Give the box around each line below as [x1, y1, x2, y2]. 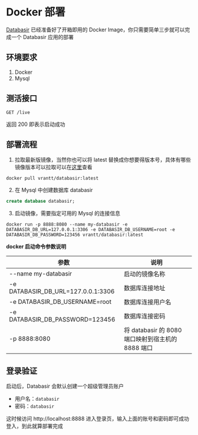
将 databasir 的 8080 [123, 326, 182, 335]
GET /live [6, 109, 31, 115]
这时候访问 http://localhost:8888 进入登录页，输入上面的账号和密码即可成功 [6, 415, 190, 423]
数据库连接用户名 [123, 298, 171, 306]
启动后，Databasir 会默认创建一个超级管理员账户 [6, 382, 124, 390]
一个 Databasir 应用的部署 [11, 33, 74, 40]
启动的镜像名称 [123, 270, 166, 278]
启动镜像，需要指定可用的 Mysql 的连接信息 [14, 210, 121, 217]
